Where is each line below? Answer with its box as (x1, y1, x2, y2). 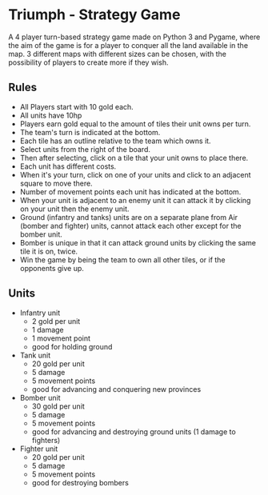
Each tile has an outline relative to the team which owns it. (19, 136, 211, 146)
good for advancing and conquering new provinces (31, 384, 202, 393)
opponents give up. (19, 263, 84, 273)
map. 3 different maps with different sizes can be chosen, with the (8, 49, 226, 58)
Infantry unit (19, 308, 61, 317)
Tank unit (19, 350, 51, 360)
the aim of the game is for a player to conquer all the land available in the (8, 40, 249, 50)
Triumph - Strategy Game (8, 6, 181, 24)
